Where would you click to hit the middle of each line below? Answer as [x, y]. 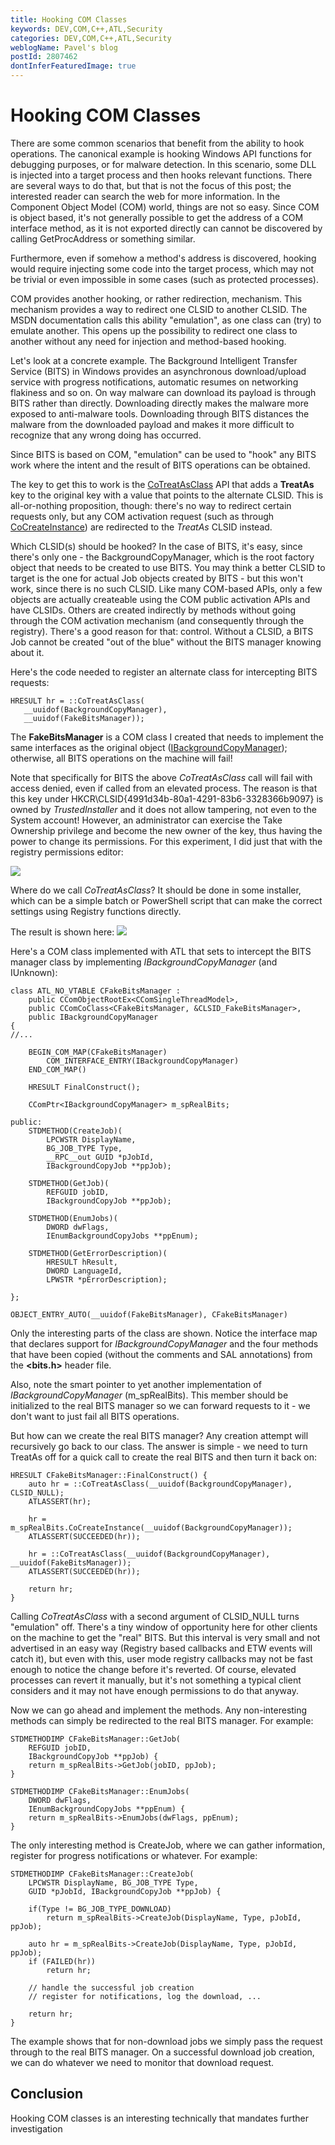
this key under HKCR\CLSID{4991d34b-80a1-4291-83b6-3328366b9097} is [167, 798]
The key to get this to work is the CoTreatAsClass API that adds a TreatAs [162, 484]
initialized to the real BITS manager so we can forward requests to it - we [160, 1405]
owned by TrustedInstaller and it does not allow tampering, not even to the [163, 809]
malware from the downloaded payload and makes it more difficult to [152, 424]
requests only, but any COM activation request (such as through [142, 516]
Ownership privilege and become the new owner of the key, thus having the [166, 830]
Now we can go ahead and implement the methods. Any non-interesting [159, 1710]
